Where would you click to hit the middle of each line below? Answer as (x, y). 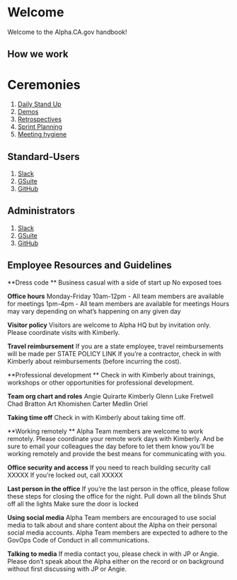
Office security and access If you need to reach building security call (109, 467)
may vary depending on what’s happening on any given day (94, 311)
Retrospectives (40, 119)
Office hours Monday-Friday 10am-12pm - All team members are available (116, 296)
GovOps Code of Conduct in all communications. (79, 540)
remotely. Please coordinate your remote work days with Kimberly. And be (116, 438)
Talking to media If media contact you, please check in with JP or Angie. (113, 554)
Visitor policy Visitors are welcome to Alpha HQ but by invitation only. (109, 325)
